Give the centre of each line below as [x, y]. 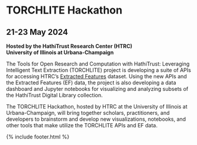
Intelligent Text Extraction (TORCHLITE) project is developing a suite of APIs [98, 70]
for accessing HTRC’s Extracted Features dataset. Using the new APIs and [97, 76]
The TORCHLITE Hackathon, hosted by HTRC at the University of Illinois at [97, 106]
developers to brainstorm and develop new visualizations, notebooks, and [96, 119]
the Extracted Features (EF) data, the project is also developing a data [91, 83]
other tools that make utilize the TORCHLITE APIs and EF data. [82, 125]
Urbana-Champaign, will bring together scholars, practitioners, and [88, 113]
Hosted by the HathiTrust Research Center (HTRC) [69, 46]
